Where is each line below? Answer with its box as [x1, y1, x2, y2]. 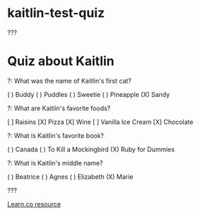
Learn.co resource [7, 199, 61, 208]
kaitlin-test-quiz [7, 5, 105, 21]
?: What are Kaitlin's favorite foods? [7, 104, 111, 112]
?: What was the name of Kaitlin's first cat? [7, 76, 132, 85]
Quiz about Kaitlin [7, 53, 114, 69]
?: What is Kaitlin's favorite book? [7, 131, 105, 139]
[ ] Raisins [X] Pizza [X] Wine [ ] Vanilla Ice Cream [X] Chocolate [7, 117, 194, 126]
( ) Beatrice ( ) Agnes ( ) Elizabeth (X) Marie [7, 172, 134, 181]
